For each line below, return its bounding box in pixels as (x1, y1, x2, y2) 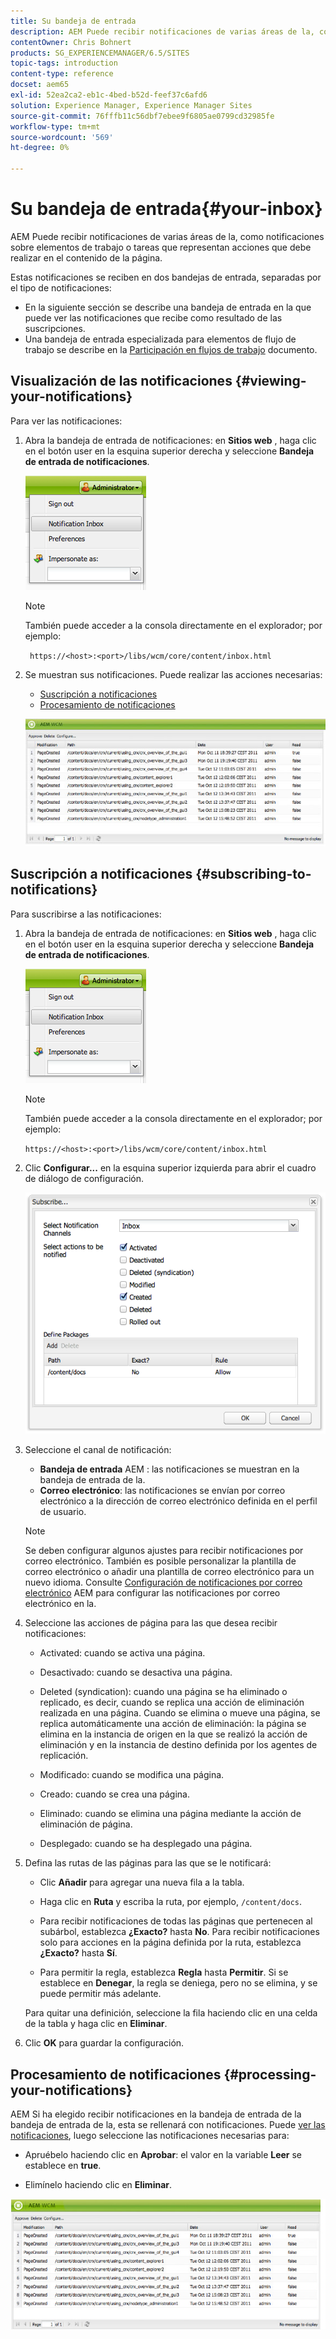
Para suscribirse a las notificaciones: (10, 908, 162, 920)
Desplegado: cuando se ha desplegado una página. (39, 1838, 253, 1850)
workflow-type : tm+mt (10, 121, 101, 132)
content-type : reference (10, 69, 114, 79)
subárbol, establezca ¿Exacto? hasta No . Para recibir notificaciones (39, 1926, 320, 1938)
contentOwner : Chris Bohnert (10, 37, 132, 47)
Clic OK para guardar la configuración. (24, 2037, 185, 2049)
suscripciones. (24, 322, 86, 334)
